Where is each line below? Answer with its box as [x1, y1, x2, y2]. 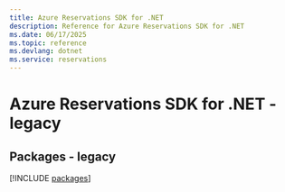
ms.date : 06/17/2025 [9, 30, 88, 39]
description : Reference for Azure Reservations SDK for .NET [9, 22, 245, 31]
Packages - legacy [9, 149, 116, 164]
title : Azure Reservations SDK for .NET [9, 13, 165, 23]
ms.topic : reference [9, 38, 88, 48]
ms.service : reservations [9, 55, 107, 64]
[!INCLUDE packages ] [9, 173, 91, 183]
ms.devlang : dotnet [9, 47, 83, 56]
